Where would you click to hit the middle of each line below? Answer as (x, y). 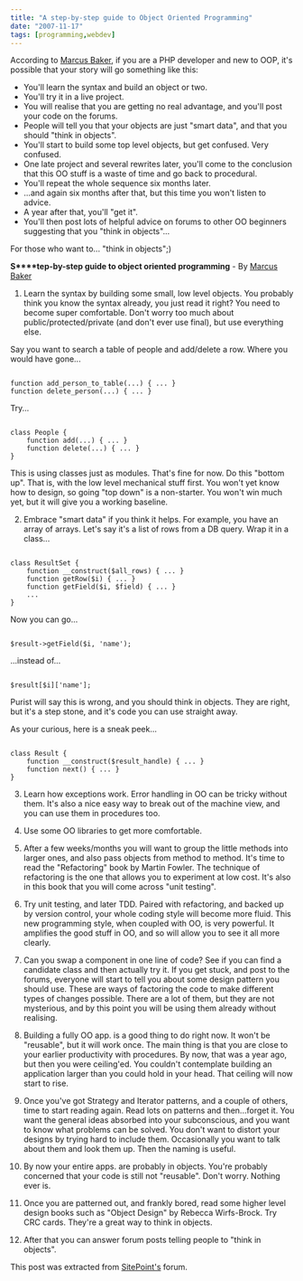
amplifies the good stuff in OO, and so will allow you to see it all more (151, 933)
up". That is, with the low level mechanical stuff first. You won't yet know (145, 483)
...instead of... (36, 661)
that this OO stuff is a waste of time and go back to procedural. (140, 174)
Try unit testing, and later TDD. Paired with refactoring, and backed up (154, 904)
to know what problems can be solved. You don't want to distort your (151, 1130)
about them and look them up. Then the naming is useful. (129, 1149)
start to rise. (46, 1083)
